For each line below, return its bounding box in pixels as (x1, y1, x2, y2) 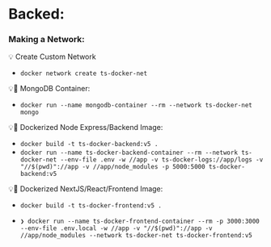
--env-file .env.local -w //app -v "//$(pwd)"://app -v (19, 224, 213, 232)
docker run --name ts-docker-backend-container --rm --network (19, 149, 239, 157)
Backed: (8, 5, 65, 23)
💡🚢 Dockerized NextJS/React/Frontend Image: (8, 184, 163, 194)
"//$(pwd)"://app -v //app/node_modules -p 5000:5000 (19, 163, 205, 171)
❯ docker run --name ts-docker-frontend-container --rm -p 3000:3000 (19, 217, 260, 226)
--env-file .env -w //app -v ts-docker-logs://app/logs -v (60, 156, 264, 164)
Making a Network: (8, 34, 85, 45)
